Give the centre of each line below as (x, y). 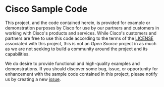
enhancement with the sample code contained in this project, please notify (81, 74)
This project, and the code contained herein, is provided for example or (78, 23)
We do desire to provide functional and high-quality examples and (73, 63)
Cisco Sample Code (46, 9)
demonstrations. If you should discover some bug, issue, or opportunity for (82, 69)
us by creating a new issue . (33, 79)
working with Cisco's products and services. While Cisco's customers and (81, 33)
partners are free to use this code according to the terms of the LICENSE (79, 38)
